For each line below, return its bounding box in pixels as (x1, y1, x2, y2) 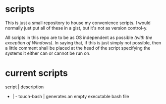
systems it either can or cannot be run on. (5, 50, 91, 56)
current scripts (5, 68, 68, 79)
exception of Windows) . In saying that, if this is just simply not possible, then (5, 39, 162, 45)
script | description (5, 84, 44, 90)
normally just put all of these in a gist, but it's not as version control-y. (5, 25, 148, 31)
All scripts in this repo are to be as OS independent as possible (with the (5, 35, 153, 40)
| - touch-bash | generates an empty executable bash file (12, 93, 129, 99)
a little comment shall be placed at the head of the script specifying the (5, 45, 151, 51)
